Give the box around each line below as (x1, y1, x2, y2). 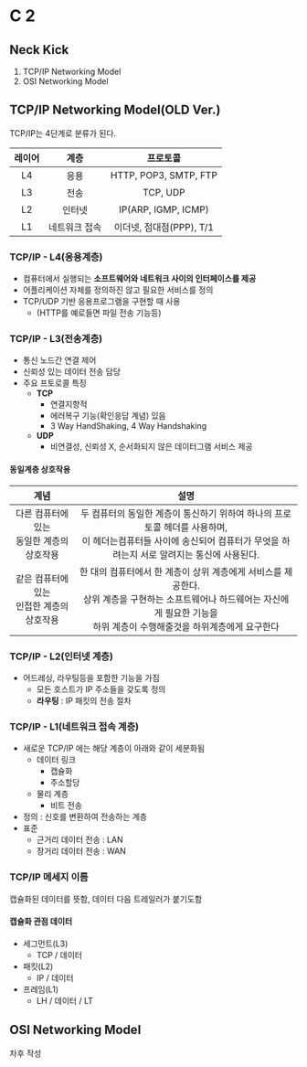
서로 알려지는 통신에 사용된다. (140, 548, 260, 560)
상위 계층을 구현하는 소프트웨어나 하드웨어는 (82, 592, 262, 605)
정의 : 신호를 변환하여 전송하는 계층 (22, 811, 148, 823)
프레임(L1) (22, 984, 59, 995)
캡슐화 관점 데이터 (9, 916, 73, 927)
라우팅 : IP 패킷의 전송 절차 (36, 695, 132, 706)
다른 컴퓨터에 (15, 507, 69, 519)
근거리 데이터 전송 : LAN (36, 834, 123, 846)
